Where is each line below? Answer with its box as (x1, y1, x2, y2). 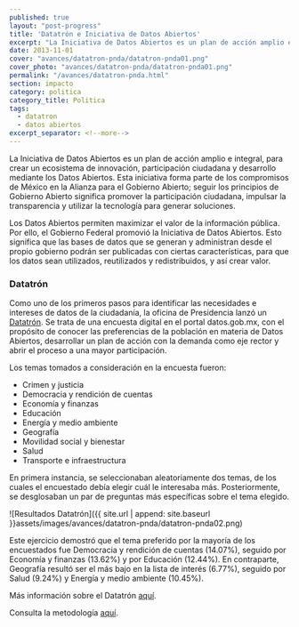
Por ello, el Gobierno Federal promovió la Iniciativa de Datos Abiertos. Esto (9, 227, 282, 237)
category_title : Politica (9, 95, 105, 105)
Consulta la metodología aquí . (9, 607, 118, 618)
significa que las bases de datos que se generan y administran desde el (9, 237, 272, 247)
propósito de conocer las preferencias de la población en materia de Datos (9, 326, 284, 337)
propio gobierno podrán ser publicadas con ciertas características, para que (9, 245, 289, 256)
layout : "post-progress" (9, 21, 101, 30)
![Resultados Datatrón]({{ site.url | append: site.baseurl (9, 509, 211, 519)
